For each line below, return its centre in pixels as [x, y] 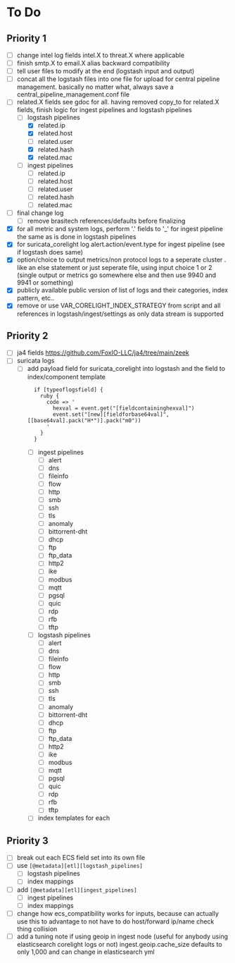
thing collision [37, 928]
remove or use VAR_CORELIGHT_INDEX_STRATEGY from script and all [119, 306]
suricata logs [36, 361]
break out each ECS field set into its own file [81, 858]
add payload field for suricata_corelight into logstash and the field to [126, 369]
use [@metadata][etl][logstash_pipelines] [80, 866]
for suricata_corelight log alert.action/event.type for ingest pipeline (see [121, 245]
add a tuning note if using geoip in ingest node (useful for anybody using [122, 936]
